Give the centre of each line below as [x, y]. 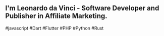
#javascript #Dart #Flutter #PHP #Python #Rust [54, 28]
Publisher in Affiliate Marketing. [56, 16]
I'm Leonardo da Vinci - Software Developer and [82, 8]
